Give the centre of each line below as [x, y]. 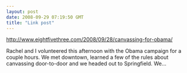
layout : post [22, 12]
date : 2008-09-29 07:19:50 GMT [45, 17]
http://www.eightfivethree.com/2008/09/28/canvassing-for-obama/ [89, 40]
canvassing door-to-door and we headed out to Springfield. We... [86, 64]
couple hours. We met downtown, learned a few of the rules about [87, 58]
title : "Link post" [30, 23]
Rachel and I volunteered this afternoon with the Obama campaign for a [94, 51]
